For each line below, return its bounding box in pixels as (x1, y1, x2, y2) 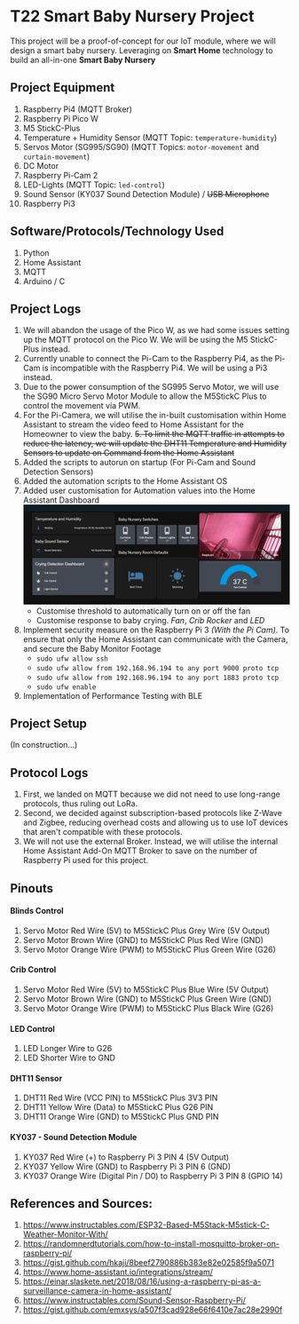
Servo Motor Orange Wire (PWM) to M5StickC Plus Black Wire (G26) (22, 1003, 274, 1013)
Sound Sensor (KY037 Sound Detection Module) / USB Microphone (22, 188, 270, 199)
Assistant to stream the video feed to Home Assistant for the (22, 419, 245, 430)
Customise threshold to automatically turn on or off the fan (35, 606, 251, 616)
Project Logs (10, 301, 82, 316)
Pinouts (10, 881, 54, 896)
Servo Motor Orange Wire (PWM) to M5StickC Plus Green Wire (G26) (22, 944, 276, 955)
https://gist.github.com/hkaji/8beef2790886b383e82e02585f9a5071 (22, 1257, 274, 1268)
